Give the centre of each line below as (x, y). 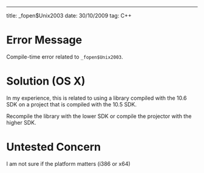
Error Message (44, 40)
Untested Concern (54, 147)
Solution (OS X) (46, 81)
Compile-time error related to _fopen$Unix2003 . (65, 57)
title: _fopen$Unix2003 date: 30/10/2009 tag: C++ (69, 15)
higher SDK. (21, 122)
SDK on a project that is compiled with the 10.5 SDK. (71, 104)
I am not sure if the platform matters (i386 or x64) (68, 163)
